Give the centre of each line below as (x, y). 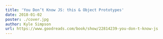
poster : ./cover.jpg (27, 19)
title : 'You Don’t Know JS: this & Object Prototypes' (65, 10)
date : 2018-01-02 (24, 15)
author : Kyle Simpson (28, 24)
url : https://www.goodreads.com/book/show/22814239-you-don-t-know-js (82, 29)
